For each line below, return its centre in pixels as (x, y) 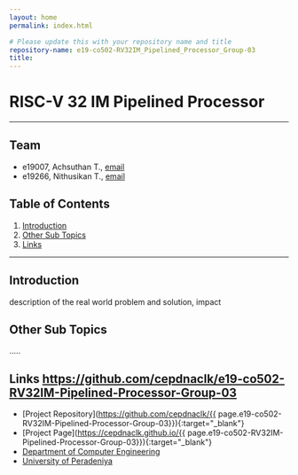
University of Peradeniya (67, 461)
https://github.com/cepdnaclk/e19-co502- (164, 379)
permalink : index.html (51, 26)
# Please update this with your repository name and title (121, 42)
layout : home (33, 17)
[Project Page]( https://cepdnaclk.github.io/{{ (104, 433)
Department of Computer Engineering (91, 452)
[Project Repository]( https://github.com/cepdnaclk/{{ (119, 414)
